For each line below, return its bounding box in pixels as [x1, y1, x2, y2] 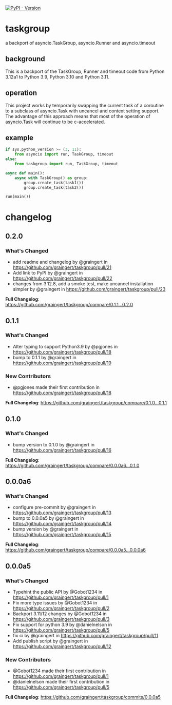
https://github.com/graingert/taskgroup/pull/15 [12, 532, 111, 538]
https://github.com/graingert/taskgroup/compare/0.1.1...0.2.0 [5, 302, 133, 308]
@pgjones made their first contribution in [12, 384, 100, 390]
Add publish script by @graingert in [12, 638, 88, 644]
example [5, 133, 34, 142]
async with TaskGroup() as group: [14, 175, 88, 181]
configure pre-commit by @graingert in [12, 504, 96, 511]
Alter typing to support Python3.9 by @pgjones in [12, 343, 118, 349]
